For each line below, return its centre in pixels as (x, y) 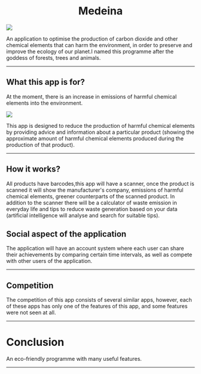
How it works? (33, 169)
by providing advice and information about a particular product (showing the (100, 132)
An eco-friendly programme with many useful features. (74, 359)
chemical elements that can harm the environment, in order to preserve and (99, 45)
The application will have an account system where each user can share (95, 249)
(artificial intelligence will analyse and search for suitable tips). (83, 215)
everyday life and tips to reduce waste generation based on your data (92, 209)
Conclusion (35, 342)
